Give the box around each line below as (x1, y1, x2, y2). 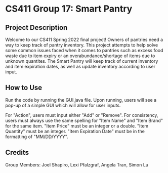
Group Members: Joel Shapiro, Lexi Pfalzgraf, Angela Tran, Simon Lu (5, 161, 148, 167)
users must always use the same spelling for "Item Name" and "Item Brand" (5, 117, 163, 123)
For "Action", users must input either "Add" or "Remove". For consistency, (5, 112, 158, 118)
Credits (5, 148, 29, 157)
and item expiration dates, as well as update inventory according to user (5, 64, 156, 69)
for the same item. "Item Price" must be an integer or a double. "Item (5, 122, 149, 129)
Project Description (5, 23, 68, 32)
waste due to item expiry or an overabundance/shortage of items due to (5, 53, 155, 59)
